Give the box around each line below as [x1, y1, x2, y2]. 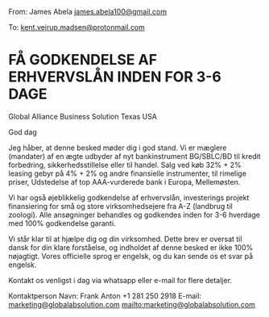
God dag [8, 127, 38, 136]
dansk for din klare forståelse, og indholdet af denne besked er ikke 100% [8, 242, 254, 252]
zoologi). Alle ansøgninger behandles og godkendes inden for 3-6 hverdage [8, 210, 260, 219]
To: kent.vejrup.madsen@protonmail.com [8, 23, 145, 31]
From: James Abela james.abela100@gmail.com [8, 7, 168, 16]
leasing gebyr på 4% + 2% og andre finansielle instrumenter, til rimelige [8, 169, 247, 178]
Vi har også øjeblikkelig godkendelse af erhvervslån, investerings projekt [8, 193, 250, 202]
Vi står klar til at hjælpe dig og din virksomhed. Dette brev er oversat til [8, 234, 242, 244]
